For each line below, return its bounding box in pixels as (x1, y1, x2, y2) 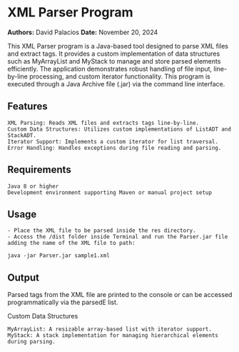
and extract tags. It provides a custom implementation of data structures (7, 49, 220, 58)
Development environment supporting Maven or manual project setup (7, 188, 213, 196)
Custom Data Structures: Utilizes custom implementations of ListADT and (7, 126, 232, 133)
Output (7, 271, 39, 283)
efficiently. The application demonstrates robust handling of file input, (7, 64, 213, 73)
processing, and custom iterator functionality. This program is (29, 72, 210, 81)
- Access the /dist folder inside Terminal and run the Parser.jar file (7, 233, 228, 241)
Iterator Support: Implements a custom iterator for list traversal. (7, 138, 219, 145)
